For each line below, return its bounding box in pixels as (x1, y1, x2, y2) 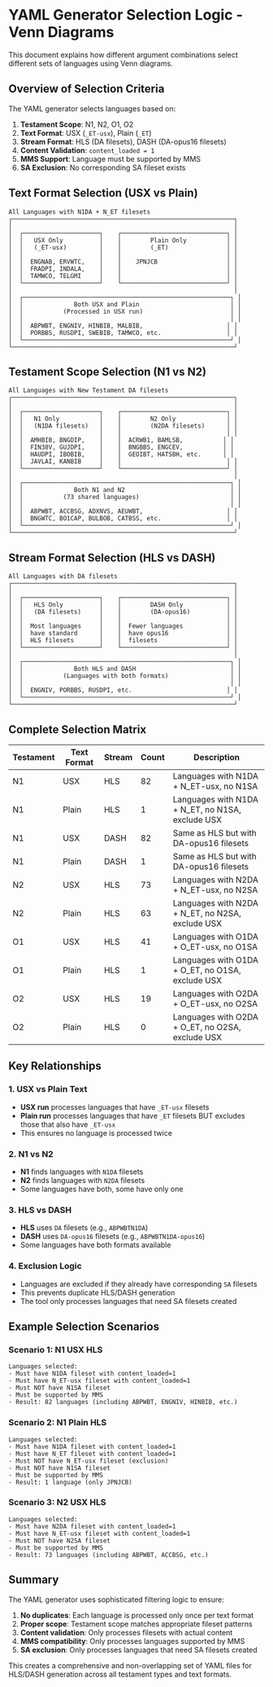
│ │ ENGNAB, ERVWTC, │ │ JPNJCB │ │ (8, 258, 238, 266)
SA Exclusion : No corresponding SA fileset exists (19, 163, 186, 172)
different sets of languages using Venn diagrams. (8, 59, 173, 68)
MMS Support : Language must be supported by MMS (19, 154, 201, 163)
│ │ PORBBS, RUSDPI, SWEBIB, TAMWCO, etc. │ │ (8, 328, 238, 337)
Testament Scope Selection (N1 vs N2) (8, 364, 207, 379)
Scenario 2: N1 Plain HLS (8, 1417, 107, 1428)
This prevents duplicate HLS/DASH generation (19, 1287, 175, 1298)
